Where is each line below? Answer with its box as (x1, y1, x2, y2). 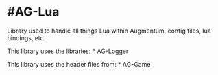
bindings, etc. (7, 33, 46, 42)
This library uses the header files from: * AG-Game (7, 60, 151, 68)
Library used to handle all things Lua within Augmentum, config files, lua (7, 27, 211, 35)
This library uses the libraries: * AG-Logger (7, 47, 129, 55)
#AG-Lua (7, 4, 60, 20)
